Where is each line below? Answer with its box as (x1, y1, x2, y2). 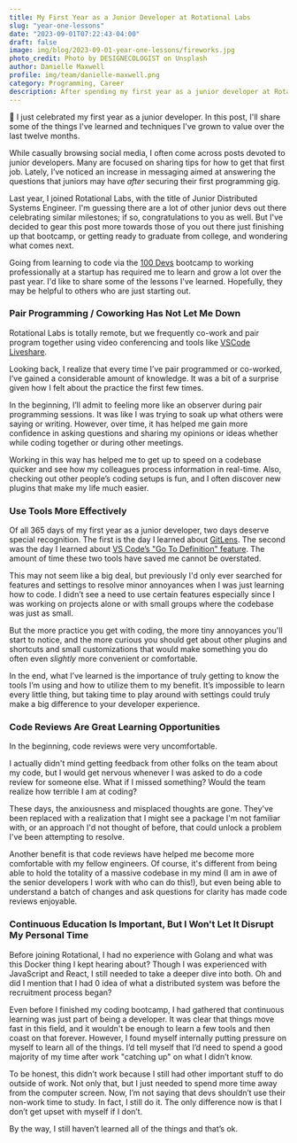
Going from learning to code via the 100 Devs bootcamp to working (9, 257, 255, 268)
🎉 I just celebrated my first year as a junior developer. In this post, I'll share (9, 112, 281, 122)
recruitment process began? (9, 987, 112, 998)
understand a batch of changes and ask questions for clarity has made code (9, 887, 287, 898)
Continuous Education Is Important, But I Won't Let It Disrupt (9, 918, 274, 930)
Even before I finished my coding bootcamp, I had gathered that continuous (9, 1004, 285, 1015)
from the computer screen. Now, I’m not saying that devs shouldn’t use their (9, 1087, 286, 1098)
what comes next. (9, 240, 74, 251)
